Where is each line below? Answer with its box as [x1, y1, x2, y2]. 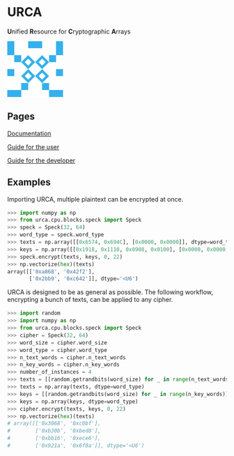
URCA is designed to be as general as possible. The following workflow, [7, 288, 214, 296]
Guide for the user [7, 142, 60, 151]
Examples [7, 176, 51, 188]
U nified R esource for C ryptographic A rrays [7, 27, 131, 36]
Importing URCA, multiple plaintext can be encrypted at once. [7, 195, 184, 203]
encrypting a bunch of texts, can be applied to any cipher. [7, 296, 173, 304]
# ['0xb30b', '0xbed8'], [7, 427, 101, 434]
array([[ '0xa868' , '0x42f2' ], [7, 268, 95, 275]
